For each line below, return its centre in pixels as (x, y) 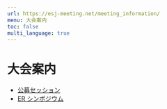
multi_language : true (39, 33)
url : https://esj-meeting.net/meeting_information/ (83, 14)
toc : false (23, 26)
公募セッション (39, 90)
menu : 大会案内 (27, 20)
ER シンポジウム (40, 99)
